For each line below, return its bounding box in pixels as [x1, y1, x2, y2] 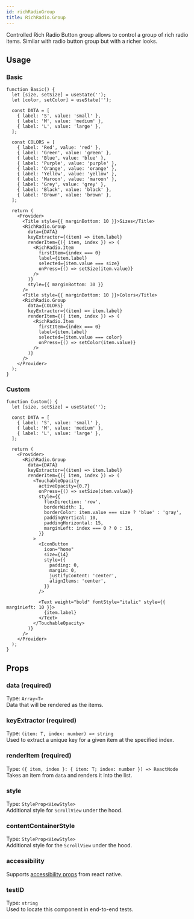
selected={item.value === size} [38, 260, 120, 267]
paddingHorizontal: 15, [44, 520, 104, 526]
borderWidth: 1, [44, 504, 85, 510]
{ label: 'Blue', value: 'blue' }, [17, 155, 107, 162]
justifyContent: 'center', [49, 573, 117, 579]
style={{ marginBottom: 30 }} [28, 281, 104, 288]
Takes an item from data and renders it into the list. [6, 771, 133, 779]
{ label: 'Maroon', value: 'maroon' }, [17, 176, 117, 183]
